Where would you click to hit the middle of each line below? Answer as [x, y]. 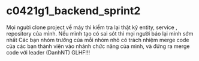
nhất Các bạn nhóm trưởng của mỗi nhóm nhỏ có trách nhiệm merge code [98, 40]
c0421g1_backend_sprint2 [73, 11]
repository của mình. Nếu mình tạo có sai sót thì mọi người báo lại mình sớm [100, 33]
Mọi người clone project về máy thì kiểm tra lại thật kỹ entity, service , [92, 27]
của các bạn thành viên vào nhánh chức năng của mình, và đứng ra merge [98, 46]
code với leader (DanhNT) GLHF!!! [48, 52]
